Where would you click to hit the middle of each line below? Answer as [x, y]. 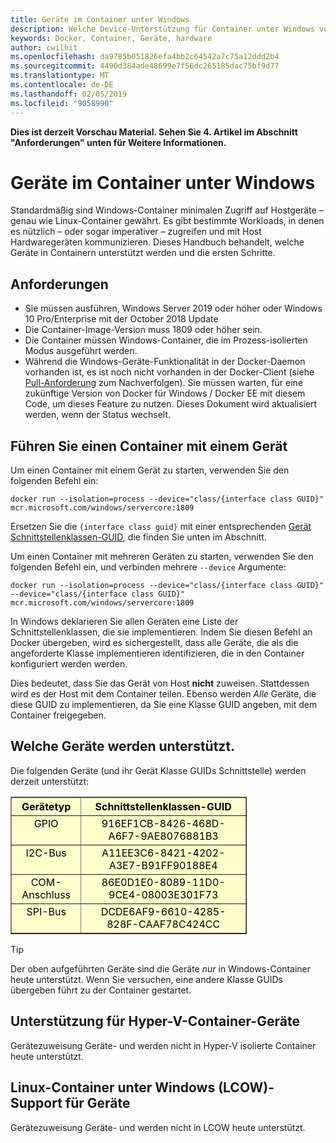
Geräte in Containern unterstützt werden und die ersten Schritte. [143, 253]
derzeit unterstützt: [50, 781]
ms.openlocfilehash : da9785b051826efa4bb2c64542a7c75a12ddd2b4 [145, 57]
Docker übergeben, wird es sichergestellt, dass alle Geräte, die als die [154, 643]
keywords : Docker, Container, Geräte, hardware [111, 38]
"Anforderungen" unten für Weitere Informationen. [118, 142]
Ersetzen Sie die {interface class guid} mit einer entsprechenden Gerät [161, 527]
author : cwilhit [44, 47]
